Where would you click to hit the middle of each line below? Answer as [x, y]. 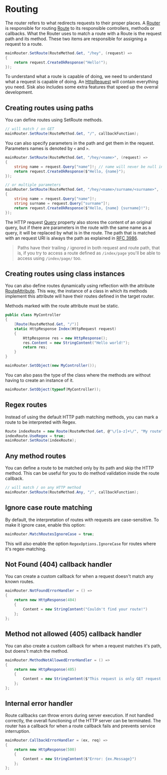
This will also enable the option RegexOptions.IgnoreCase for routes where [81, 543]
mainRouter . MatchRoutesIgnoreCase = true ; [50, 534]
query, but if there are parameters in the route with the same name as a [78, 228]
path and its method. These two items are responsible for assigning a [76, 39]
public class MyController [33, 315]
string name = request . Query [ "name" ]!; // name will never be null [85, 167]
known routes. [20, 582]
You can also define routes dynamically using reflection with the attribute [80, 286]
